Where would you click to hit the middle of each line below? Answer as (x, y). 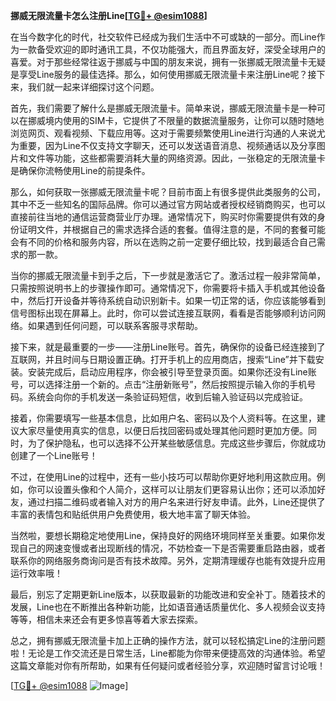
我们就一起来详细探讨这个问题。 (93, 87)
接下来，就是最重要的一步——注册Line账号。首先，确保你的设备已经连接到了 (168, 347)
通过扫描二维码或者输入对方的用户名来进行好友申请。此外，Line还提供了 (176, 502)
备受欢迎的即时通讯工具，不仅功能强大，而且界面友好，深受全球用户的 (181, 49)
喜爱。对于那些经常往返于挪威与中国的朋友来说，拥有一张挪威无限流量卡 (159, 62)
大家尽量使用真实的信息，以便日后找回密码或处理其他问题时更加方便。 (163, 430)
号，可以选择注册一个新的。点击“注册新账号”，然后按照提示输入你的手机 (159, 384)
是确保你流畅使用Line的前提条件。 (80, 170)
